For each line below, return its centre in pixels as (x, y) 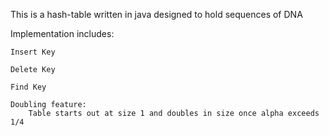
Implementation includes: (62, 33)
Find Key (28, 87)
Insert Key (33, 52)
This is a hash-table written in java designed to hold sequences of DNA (156, 14)
